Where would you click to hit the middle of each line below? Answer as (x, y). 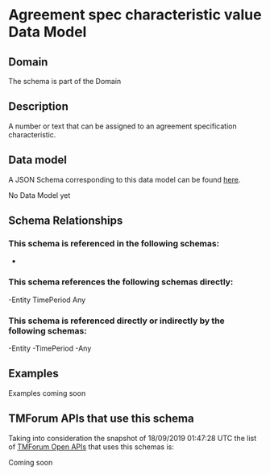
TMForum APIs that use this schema (102, 419)
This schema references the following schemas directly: (121, 282)
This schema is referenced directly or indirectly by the (117, 321)
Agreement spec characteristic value (135, 15)
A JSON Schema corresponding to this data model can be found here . (125, 179)
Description (38, 107)
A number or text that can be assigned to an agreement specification (123, 126)
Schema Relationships (66, 221)
